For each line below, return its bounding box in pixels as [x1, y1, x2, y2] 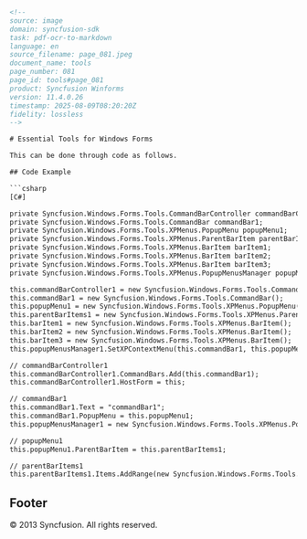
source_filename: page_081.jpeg [9, 50, 132, 59]
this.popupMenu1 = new [9, 301, 96, 312]
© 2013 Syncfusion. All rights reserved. [9, 520, 158, 531]
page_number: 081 [9, 68, 76, 77]
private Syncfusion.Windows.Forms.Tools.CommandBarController [9, 209, 251, 218]
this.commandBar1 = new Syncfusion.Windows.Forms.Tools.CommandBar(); [9, 293, 284, 302]
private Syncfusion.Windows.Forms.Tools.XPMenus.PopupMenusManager [9, 269, 272, 278]
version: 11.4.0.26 [9, 92, 84, 101]
